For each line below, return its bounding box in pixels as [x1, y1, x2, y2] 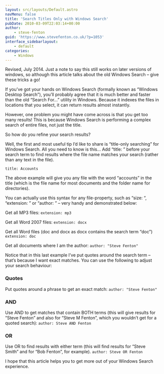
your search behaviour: [5, 263, 53, 269]
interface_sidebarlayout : [5, 39, 58, 44]
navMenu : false [5, 12, 36, 17]
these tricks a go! [5, 77, 40, 83]
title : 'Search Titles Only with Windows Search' [5, 16, 109, 21]
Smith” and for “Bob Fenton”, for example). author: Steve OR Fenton [5, 349, 143, 355]
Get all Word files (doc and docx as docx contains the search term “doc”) [5, 229, 153, 235]
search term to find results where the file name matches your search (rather [5, 152, 159, 157]
